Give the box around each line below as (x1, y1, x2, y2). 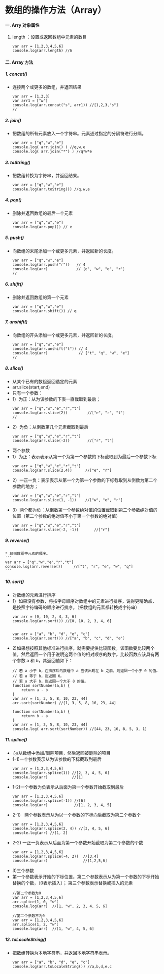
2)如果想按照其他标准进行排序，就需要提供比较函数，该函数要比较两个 (12, 645, 155, 651)
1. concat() (5, 71, 28, 77)
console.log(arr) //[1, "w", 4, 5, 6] (12, 926, 95, 931)
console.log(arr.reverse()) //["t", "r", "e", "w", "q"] (5, 564, 133, 569)
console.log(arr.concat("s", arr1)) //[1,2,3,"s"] (12, 102, 119, 107)
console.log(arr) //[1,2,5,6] (12, 858, 107, 863)
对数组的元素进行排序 (12, 592, 56, 598)
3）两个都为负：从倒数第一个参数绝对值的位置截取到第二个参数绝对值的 (12, 507, 158, 513)
